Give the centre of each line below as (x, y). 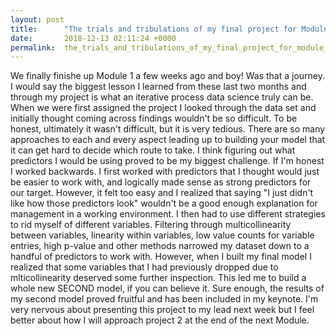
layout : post (37, 19)
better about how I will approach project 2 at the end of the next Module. (160, 320)
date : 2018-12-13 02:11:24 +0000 (93, 38)
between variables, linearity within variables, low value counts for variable (162, 235)
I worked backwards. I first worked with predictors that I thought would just (165, 172)
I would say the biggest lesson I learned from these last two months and (158, 87)
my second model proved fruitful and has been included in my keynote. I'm (164, 299)
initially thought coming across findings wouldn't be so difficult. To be (154, 118)
